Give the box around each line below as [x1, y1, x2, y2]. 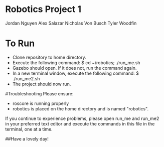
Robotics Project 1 [5, 4, 82, 15]
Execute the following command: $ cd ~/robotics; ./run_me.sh [12, 59, 140, 66]
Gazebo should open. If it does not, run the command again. [12, 65, 137, 71]
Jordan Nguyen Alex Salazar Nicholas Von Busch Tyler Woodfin [5, 20, 137, 26]
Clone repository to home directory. [12, 54, 86, 60]
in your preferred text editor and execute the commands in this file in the [5, 120, 155, 126]
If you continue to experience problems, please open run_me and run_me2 [5, 115, 159, 121]
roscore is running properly [12, 100, 69, 106]
